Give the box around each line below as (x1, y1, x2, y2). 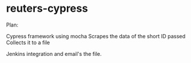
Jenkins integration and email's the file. (6, 50, 102, 57)
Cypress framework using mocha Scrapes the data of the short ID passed (6, 32, 186, 39)
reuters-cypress (6, 2, 88, 15)
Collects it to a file (6, 39, 50, 46)
